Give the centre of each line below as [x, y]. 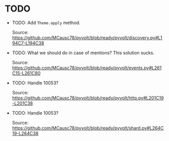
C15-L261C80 [26, 73]
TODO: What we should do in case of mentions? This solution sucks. [83, 53]
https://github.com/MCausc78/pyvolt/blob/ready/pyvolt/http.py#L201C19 [88, 98]
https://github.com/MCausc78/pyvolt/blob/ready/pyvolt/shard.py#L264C [88, 128]
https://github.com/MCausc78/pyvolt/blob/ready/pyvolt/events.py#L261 [87, 68]
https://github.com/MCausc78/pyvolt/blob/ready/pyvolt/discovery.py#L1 [87, 38]
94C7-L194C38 [28, 43]
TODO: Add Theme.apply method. [46, 23]
